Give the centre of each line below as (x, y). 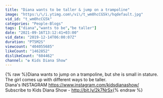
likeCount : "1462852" (28, 51)
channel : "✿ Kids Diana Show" (37, 60)
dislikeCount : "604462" (30, 56)
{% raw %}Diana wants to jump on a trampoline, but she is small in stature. (82, 74)
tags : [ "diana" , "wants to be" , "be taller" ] (51, 28)
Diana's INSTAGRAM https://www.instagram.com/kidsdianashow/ (72, 85)
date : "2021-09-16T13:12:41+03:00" (42, 33)
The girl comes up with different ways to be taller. (56, 80)
